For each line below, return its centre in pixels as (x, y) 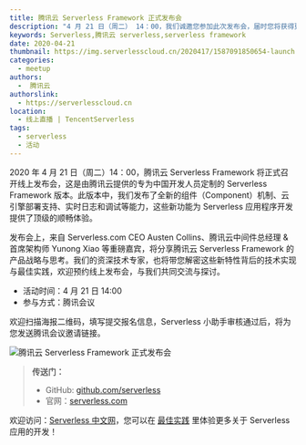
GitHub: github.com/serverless (103, 389)
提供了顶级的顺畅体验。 (53, 217)
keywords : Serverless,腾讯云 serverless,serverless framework (128, 35)
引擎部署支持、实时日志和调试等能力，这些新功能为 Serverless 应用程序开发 (152, 206)
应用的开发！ (33, 431)
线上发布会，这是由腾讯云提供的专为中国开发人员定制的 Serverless (142, 183)
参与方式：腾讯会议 (59, 302)
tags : (20, 129)
